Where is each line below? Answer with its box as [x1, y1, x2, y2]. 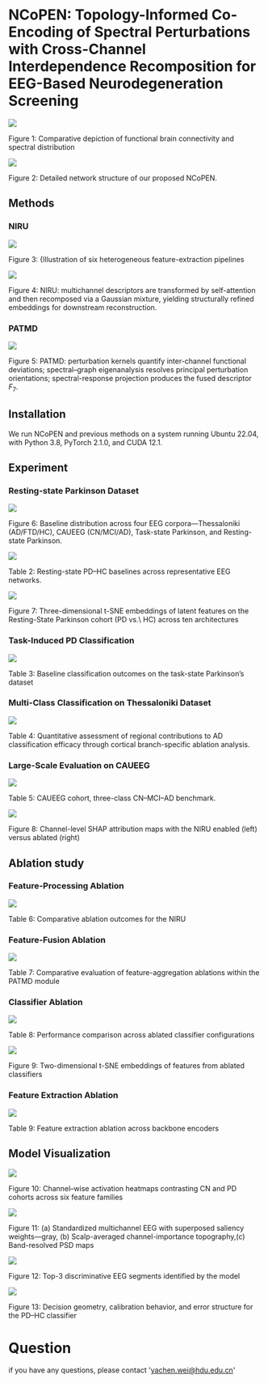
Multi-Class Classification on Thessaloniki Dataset [8, 698, 211, 709]
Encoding [8, 23, 74, 41]
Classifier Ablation [8, 997, 83, 1008]
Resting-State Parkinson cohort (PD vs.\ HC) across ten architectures [8, 615, 239, 625]
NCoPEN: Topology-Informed [8, 6, 208, 24]
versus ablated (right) [8, 833, 81, 842]
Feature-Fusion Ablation [8, 934, 107, 945]
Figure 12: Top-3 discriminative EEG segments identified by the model [8, 1271, 241, 1280]
